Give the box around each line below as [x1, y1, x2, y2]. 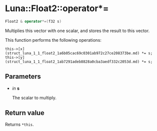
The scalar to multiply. [12, 95, 57, 100]
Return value [5, 109, 45, 117]
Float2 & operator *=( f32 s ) [5, 19, 62, 24]
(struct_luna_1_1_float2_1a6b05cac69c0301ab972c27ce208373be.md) [5, 50, 140, 56]
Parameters [5, 72, 41, 81]
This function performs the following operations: [5, 37, 102, 43]
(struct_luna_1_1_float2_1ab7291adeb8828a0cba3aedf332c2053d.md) [5, 59, 140, 64]
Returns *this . [5, 122, 34, 128]
